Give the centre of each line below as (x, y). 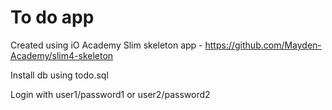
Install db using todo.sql (59, 75)
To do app (52, 17)
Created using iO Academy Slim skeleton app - (106, 45)
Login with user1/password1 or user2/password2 (110, 94)
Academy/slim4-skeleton (62, 55)
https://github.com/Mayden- (263, 45)
